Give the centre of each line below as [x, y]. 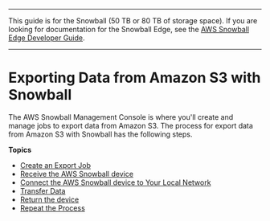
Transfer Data [43, 190]
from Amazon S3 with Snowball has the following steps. [100, 134]
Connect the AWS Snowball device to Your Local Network [115, 182]
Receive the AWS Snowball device [77, 174]
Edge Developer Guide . [47, 38]
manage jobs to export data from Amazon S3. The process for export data [131, 125]
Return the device [49, 199]
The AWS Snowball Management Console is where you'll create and [121, 117]
